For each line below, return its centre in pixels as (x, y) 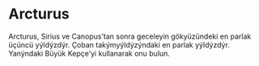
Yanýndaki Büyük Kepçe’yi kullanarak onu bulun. (89, 53)
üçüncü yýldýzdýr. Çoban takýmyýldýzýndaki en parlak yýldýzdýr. (119, 44)
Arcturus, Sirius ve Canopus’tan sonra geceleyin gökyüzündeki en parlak (130, 36)
